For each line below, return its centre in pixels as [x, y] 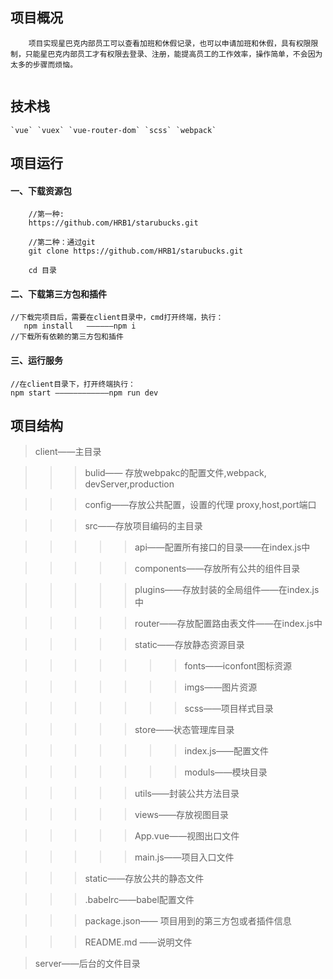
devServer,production [129, 484]
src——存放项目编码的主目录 [143, 526]
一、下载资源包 [41, 190]
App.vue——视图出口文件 [187, 836]
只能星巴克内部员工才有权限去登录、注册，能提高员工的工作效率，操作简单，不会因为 [173, 54]
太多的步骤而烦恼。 [44, 64]
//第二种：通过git [62, 243]
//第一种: [46, 214]
